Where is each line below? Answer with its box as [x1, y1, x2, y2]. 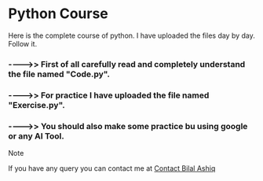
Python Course [8, 5, 108, 23]
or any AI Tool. [8, 131, 64, 142]
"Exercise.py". [8, 99, 65, 110]
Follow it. [8, 39, 38, 48]
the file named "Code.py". [8, 68, 111, 79]
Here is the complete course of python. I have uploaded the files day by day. [8, 31, 255, 40]
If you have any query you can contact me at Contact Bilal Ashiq [8, 164, 216, 173]
